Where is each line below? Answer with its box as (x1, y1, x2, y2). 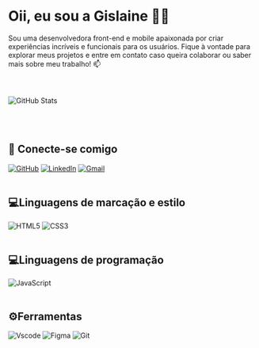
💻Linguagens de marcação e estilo (8, 196, 186, 209)
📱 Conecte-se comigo (8, 143, 118, 156)
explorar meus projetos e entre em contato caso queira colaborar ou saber (8, 50, 252, 59)
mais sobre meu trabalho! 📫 (8, 59, 101, 68)
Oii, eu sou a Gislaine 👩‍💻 (8, 7, 170, 25)
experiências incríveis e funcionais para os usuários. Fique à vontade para (8, 41, 251, 51)
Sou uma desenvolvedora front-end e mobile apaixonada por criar (8, 33, 224, 43)
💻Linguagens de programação (8, 253, 164, 266)
